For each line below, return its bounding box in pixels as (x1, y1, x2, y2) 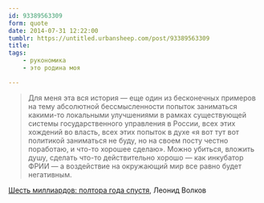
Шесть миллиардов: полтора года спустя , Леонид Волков (8, 185, 207, 195)
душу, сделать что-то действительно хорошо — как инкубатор (27, 152, 244, 162)
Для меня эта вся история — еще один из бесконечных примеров (27, 93, 257, 103)
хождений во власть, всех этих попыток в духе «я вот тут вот (27, 127, 239, 136)
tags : (8, 49, 26, 57)
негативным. (27, 169, 72, 179)
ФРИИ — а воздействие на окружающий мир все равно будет (27, 161, 242, 171)
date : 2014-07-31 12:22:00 (8, 26, 99, 35)
